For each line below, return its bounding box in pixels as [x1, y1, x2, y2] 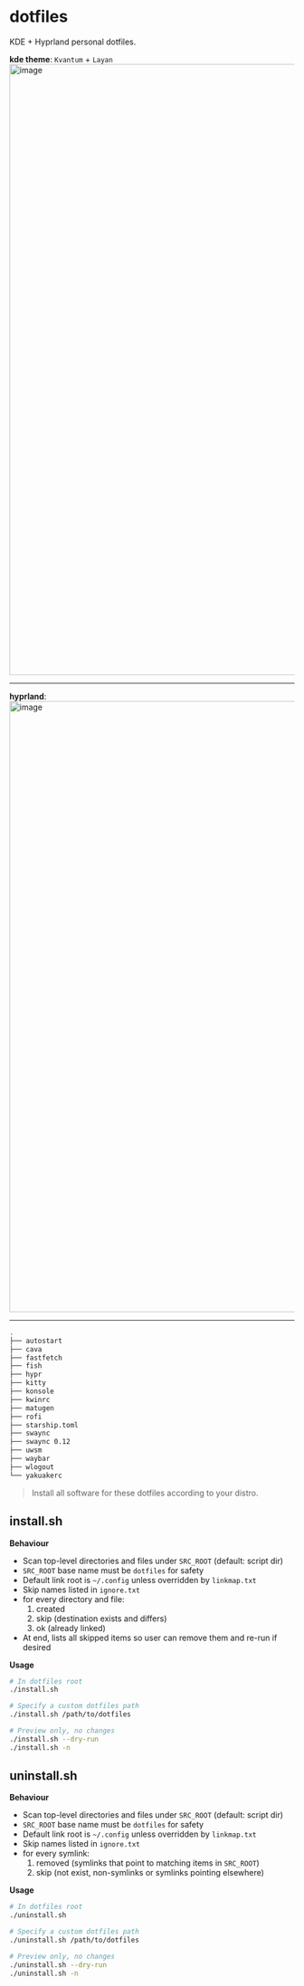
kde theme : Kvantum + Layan [9, 53, 113, 64]
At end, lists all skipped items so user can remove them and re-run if [22, 1632, 278, 1643]
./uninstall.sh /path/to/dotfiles [9, 1935, 140, 1945]
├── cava [9, 1344, 43, 1354]
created [35, 1603, 65, 1614]
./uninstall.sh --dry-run [9, 1960, 107, 1970]
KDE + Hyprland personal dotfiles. [9, 36, 137, 47]
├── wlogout [9, 1462, 54, 1472]
